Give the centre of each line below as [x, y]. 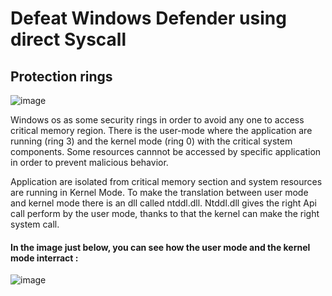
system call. [35, 224]
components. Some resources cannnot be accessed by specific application [166, 151]
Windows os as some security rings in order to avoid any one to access [157, 120]
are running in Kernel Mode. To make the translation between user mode [159, 192]
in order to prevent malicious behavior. [89, 162]
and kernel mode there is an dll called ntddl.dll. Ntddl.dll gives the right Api [163, 203]
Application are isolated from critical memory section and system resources [166, 181]
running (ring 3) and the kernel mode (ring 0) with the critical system [151, 141]
